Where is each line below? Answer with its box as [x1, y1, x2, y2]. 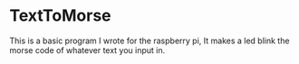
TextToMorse [9, 5, 111, 26]
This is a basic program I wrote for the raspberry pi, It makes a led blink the [9, 35, 290, 46]
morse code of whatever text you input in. [9, 44, 166, 55]
